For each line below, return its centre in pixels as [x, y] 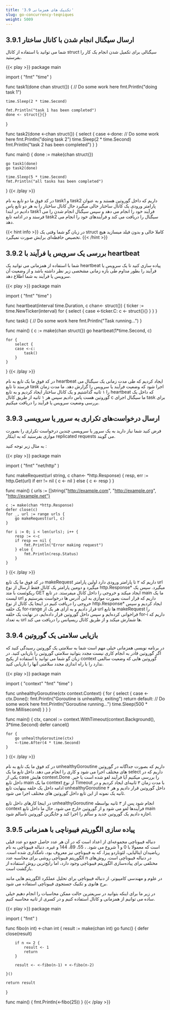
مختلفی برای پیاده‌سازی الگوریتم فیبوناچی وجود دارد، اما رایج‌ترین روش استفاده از [82, 863]
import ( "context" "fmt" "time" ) [39, 683]
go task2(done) [22, 168]
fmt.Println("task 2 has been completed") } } [52, 145]
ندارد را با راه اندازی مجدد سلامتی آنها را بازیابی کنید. [55, 664]
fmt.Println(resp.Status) [51, 554]
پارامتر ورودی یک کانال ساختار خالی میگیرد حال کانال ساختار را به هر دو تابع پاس [81, 206]
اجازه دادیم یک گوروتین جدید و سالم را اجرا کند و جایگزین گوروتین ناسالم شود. [79, 814]
